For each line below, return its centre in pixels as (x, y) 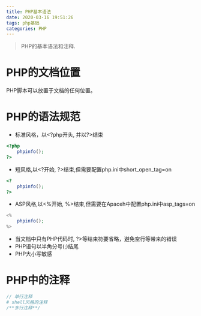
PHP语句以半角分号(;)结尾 (47, 246)
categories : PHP (26, 28)
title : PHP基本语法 (29, 12)
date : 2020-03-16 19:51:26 (40, 17)
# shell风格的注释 (27, 302)
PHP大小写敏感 (34, 254)
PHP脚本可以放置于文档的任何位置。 (51, 91)
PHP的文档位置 (43, 73)
